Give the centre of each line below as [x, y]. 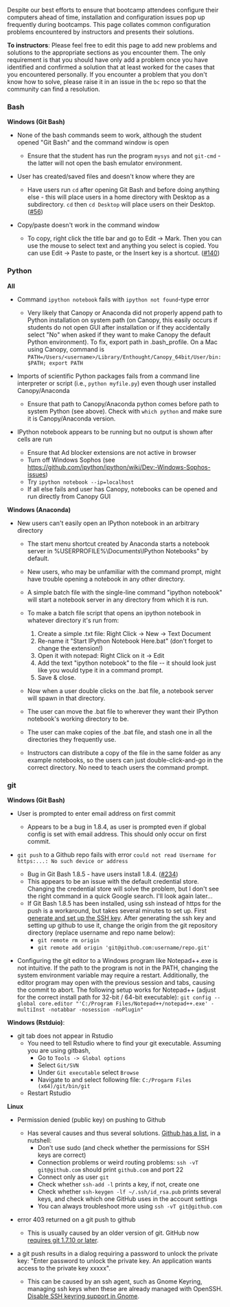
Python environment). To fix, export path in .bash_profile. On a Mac [122, 342]
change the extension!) [70, 648]
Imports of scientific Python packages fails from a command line [108, 376]
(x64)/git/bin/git [64, 1086]
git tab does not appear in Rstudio [65, 1036]
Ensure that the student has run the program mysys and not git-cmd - [124, 156]
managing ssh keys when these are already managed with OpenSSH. [125, 1288]
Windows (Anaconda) [39, 509]
